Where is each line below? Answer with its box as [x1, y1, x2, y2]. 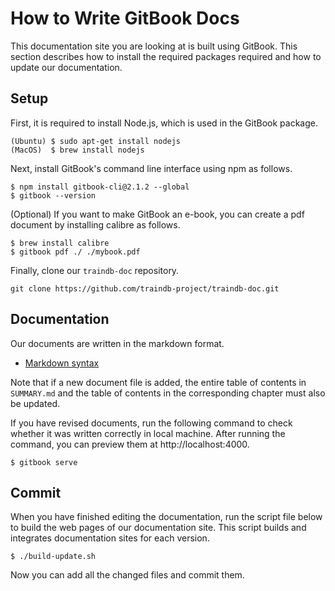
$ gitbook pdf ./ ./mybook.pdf [10, 247, 141, 257]
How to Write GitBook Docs [10, 7, 240, 30]
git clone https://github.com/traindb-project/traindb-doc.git [10, 283, 280, 294]
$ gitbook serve [10, 457, 78, 467]
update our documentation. [10, 61, 123, 73]
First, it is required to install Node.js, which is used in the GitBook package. [10, 117, 318, 129]
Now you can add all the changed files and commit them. [10, 569, 245, 581]
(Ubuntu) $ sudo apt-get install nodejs [10, 136, 182, 146]
